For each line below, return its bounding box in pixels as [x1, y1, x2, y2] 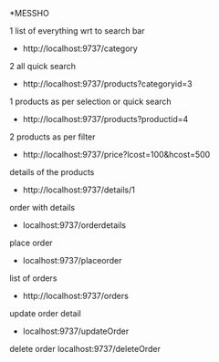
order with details [9, 202, 76, 212]
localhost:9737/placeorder [22, 255, 122, 265]
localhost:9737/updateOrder [22, 326, 130, 336]
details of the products [9, 167, 95, 177]
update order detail [9, 308, 82, 318]
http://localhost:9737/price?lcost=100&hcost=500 [22, 150, 211, 160]
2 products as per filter [9, 131, 96, 142]
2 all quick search [9, 61, 76, 71]
